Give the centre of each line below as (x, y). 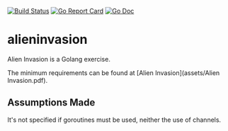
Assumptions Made (51, 103)
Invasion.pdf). (28, 80)
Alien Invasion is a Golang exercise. (59, 59)
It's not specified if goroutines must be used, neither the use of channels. (114, 120)
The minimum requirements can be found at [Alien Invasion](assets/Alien (114, 73)
